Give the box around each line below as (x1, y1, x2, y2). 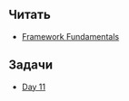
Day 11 (21, 81, 46, 92)
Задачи (8, 58, 54, 73)
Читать (8, 7, 51, 23)
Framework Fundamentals (21, 31, 120, 41)
